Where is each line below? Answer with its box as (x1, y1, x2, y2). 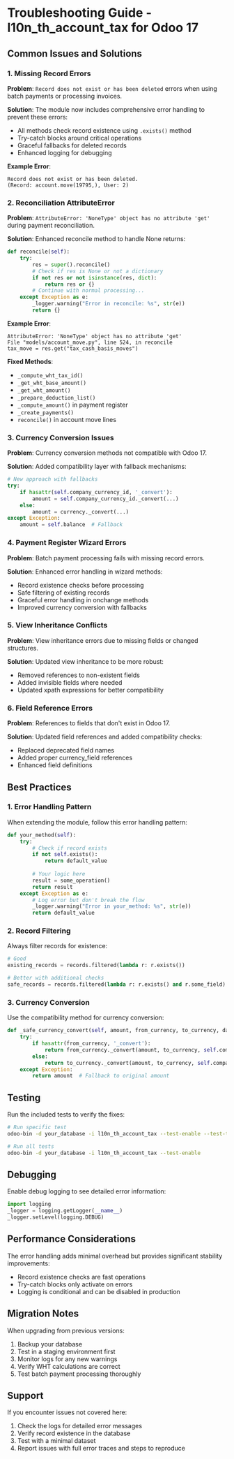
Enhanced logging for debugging (17, 148, 113, 157)
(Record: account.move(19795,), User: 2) (7, 182, 130, 189)
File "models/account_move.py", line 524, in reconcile (7, 339, 173, 346)
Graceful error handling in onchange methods (17, 595, 149, 604)
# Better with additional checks (7, 975, 104, 982)
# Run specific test (7, 1124, 68, 1131)
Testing (7, 1091, 41, 1103)
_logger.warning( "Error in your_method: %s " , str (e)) (32, 903, 192, 910)
